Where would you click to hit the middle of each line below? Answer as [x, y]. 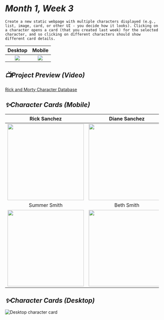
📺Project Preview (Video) [45, 75]
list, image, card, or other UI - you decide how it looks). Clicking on [82, 26]
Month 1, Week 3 [39, 9]
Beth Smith [127, 205]
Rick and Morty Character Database [41, 89]
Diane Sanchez [127, 119]
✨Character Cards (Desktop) [50, 300]
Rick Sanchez [46, 119]
